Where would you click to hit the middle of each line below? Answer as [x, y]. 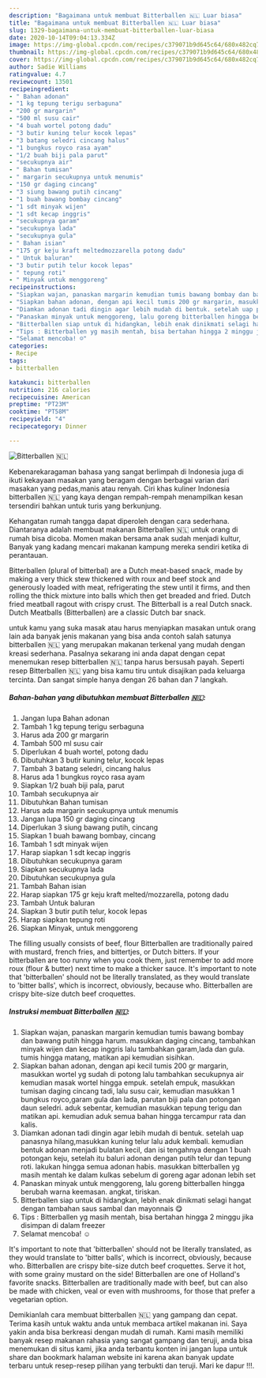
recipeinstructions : [43, 288]
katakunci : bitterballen [50, 382]
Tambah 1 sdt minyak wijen [64, 844]
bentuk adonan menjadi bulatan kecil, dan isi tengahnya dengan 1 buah [135, 1150]
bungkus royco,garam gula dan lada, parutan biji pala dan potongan [130, 1099]
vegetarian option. [39, 1299]
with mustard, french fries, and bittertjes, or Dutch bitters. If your [114, 951]
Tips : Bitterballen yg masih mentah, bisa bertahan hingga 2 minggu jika [137, 1217]
